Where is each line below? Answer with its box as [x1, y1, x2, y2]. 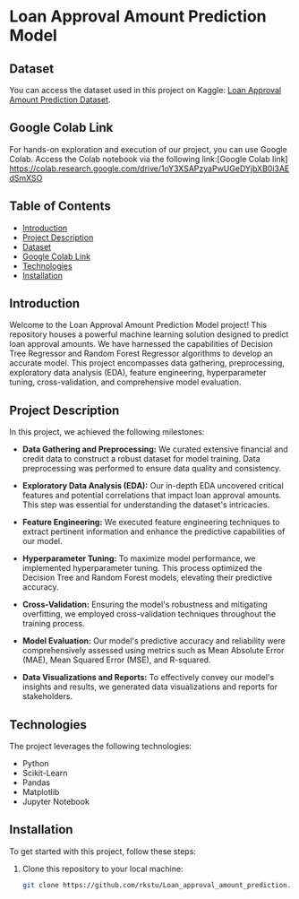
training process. [21, 618, 85, 629]
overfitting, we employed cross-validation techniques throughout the [21, 609, 276, 619]
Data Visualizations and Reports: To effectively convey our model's [21, 672, 275, 683]
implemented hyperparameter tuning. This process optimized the [21, 563, 262, 574]
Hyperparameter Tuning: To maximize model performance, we [21, 553, 256, 564]
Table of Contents [9, 199, 112, 214]
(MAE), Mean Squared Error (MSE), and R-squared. [21, 654, 211, 665]
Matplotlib [21, 787, 60, 798]
